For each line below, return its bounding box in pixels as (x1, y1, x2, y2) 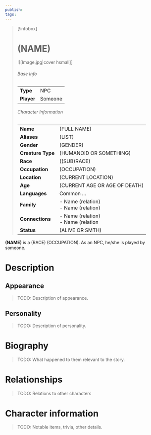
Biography (5, 340, 49, 351)
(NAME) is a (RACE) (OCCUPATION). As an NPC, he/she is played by (5, 239, 145, 245)
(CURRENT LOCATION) (59, 174, 114, 180)
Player (19, 95, 36, 102)
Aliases (19, 133, 38, 140)
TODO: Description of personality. (17, 323, 87, 329)
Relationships (5, 374, 63, 385)
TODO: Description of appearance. (17, 295, 88, 301)
